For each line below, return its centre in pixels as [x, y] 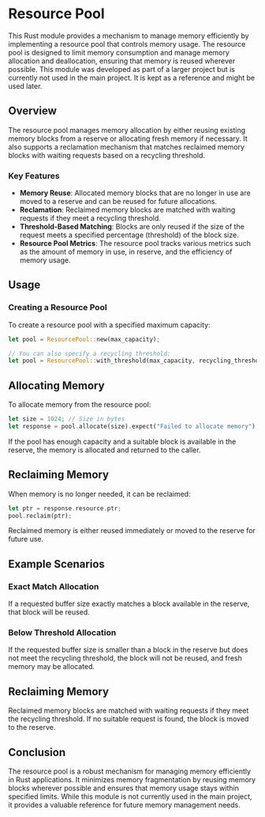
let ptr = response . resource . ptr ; [65, 508]
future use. [26, 539]
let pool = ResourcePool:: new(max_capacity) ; [84, 339]
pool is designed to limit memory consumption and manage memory [119, 52]
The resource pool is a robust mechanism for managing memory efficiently [129, 771]
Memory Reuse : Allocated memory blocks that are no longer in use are [135, 193]
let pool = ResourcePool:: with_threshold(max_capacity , [102, 361]
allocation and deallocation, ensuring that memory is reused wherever [122, 61]
